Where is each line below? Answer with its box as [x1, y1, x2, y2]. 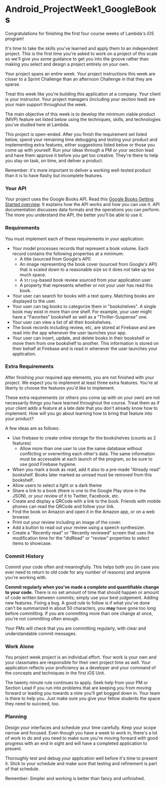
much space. [19, 271, 46, 277]
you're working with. [5, 575, 47, 581]
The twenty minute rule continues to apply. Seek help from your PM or [5, 680, 148, 686]
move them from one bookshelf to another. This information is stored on [12, 340, 159, 346]
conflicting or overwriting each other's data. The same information [19, 451, 155, 457]
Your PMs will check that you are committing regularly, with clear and [5, 625, 146, 631]
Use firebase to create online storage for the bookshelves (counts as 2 [12, 435, 157, 441]
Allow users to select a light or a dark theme [12, 482, 102, 488]
